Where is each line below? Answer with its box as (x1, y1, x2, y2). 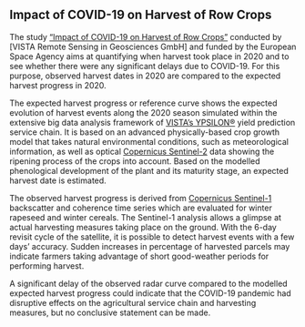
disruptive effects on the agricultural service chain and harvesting (9, 297, 257, 308)
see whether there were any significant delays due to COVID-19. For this (9, 60, 280, 71)
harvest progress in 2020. (9, 79, 107, 90)
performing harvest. (9, 260, 85, 271)
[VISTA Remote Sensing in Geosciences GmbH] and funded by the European (9, 41, 297, 52)
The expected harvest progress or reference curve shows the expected (9, 97, 278, 108)
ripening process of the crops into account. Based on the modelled (9, 155, 261, 167)
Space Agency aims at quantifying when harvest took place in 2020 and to (9, 50, 290, 62)
